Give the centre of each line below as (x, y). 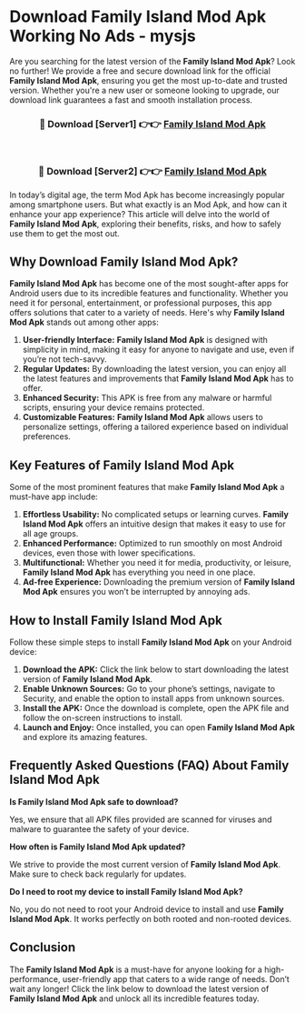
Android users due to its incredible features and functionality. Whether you (149, 294)
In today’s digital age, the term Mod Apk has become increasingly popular (147, 195)
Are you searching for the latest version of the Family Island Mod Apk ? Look (152, 61)
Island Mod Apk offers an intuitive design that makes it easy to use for (154, 524)
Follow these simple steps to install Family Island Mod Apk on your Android (151, 642)
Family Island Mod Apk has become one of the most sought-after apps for (149, 284)
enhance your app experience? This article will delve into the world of (140, 214)
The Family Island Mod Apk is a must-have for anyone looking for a (136, 969)
